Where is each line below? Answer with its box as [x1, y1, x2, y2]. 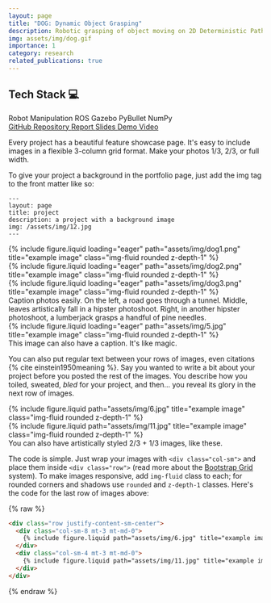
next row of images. [8, 388, 75, 398]
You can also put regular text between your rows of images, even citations [8, 354, 256, 363]
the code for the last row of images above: [8, 488, 149, 497]
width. [8, 154, 30, 164]
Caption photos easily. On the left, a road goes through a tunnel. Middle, [8, 295, 248, 305]
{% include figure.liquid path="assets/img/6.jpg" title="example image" [8, 404, 246, 413]
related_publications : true [8, 57, 103, 65]
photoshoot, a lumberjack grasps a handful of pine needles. [8, 312, 207, 322]
